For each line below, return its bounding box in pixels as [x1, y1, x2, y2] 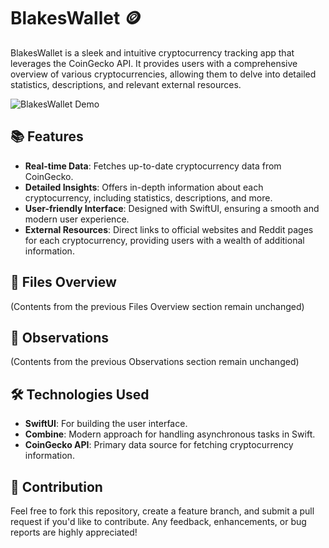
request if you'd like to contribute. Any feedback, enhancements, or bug [10, 516, 307, 527]
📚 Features [10, 128, 84, 145]
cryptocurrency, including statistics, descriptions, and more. [24, 191, 273, 204]
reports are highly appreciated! [10, 526, 138, 538]
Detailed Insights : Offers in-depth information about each [24, 181, 264, 193]
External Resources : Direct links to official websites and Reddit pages [24, 223, 314, 235]
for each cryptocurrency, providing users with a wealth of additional [24, 234, 305, 246]
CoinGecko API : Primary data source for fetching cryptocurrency [24, 439, 294, 451]
